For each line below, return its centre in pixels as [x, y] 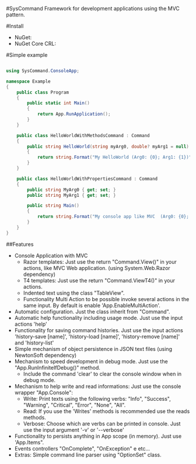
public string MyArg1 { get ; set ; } [71, 195]
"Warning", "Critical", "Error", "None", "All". [74, 405]
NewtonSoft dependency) [45, 355]
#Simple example [27, 55]
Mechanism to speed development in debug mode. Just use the [91, 361]
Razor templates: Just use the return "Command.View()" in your [100, 262]
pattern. [15, 15]
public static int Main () [59, 103]
